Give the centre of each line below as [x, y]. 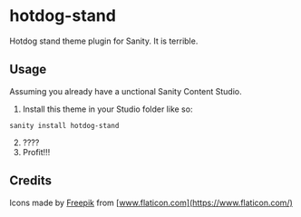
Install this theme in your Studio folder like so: [107, 109]
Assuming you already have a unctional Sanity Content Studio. [126, 91]
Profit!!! [36, 152]
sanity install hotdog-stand [64, 125]
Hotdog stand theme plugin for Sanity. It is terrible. [104, 41]
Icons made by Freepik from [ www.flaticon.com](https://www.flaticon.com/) [151, 202]
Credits [31, 181]
